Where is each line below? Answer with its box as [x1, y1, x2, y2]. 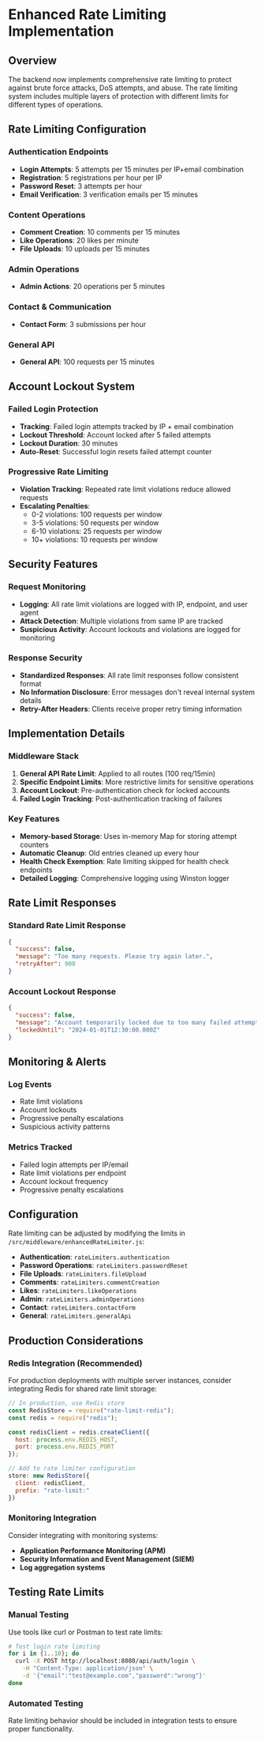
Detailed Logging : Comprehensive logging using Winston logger [19, 873, 230, 882]
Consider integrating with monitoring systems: [8, 1530, 159, 1540]
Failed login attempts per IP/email [19, 1160, 129, 1169]
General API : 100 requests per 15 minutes [19, 357, 155, 367]
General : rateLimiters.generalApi [19, 1311, 132, 1321]
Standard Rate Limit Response [8, 920, 126, 931]
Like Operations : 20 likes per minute [19, 235, 140, 245]
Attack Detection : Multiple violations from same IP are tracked [19, 616, 223, 626]
